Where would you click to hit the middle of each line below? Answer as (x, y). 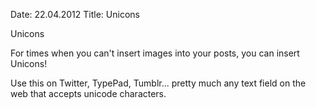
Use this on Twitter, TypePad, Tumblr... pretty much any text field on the (158, 83)
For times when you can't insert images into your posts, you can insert (155, 53)
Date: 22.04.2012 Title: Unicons (75, 14)
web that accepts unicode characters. (88, 93)
